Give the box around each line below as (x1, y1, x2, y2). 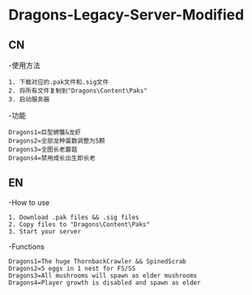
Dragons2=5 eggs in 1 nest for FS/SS (8, 264, 136, 272)
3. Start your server (8, 227, 82, 236)
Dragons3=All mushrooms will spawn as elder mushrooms (8, 271, 198, 280)
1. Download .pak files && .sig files (8, 213, 139, 221)
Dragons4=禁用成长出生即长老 (8, 154, 96, 162)
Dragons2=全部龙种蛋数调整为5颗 (8, 137, 105, 145)
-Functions (8, 242, 45, 251)
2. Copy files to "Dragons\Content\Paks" (8, 220, 151, 229)
